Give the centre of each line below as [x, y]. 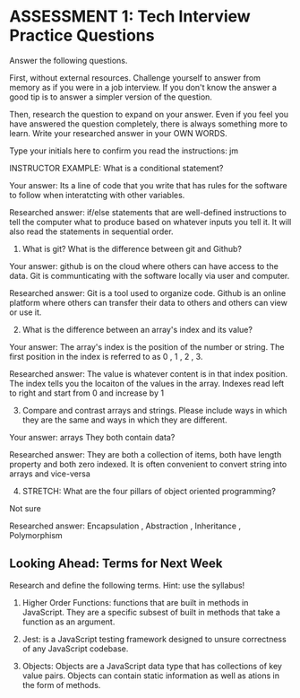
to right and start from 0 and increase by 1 [86, 393]
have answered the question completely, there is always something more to [149, 124]
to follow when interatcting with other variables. [97, 195]
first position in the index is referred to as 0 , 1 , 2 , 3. [106, 356]
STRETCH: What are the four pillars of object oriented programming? [149, 491]
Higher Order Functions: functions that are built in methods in [135, 602]
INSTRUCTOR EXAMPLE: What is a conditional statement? [116, 168]
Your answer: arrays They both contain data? [92, 437]
